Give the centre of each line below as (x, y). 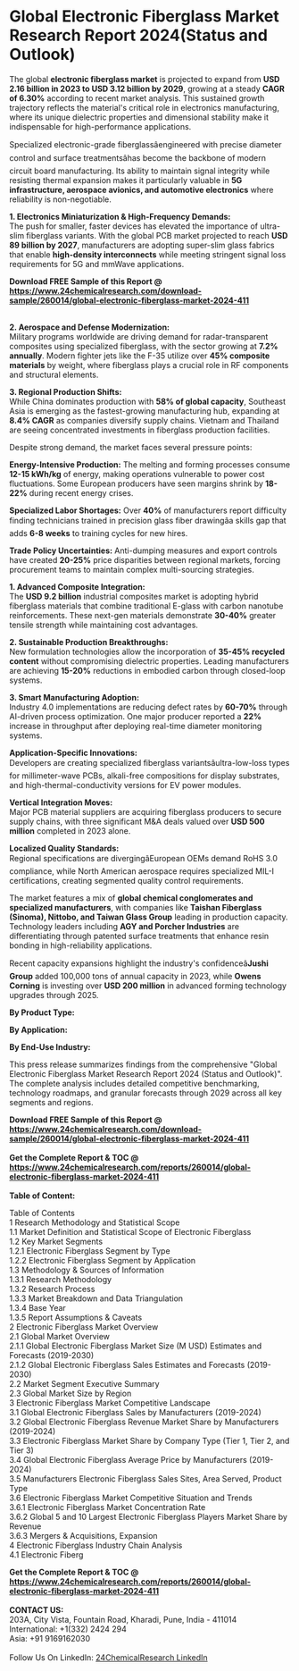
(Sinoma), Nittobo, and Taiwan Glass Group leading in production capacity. (149, 917)
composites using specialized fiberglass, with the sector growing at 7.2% (144, 346)
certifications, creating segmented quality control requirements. (126, 880)
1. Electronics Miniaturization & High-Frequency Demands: (120, 216)
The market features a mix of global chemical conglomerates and (131, 898)
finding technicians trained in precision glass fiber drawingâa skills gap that (148, 520)
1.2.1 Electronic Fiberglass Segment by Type (90, 1251)
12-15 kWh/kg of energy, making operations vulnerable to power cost (137, 474)
